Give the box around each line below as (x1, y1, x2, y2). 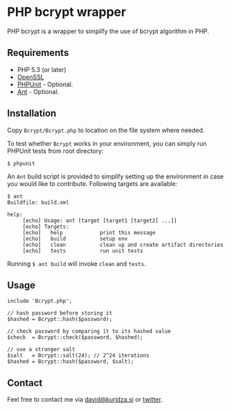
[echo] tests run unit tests (22, 247, 143, 254)
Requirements (7, 47, 69, 59)
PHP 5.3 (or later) (17, 65, 67, 73)
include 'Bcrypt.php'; (7, 298, 72, 305)
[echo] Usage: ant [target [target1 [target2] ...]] (22, 217, 177, 224)
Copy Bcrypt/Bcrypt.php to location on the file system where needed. (7, 126, 205, 134)
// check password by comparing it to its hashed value (7, 328, 171, 335)
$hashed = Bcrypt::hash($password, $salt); (7, 358, 134, 365)
